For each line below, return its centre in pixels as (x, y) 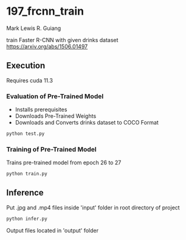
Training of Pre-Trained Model (52, 149)
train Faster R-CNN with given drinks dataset (62, 40)
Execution (26, 66)
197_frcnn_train (45, 11)
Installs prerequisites (41, 110)
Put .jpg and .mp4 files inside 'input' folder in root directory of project (93, 207)
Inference (25, 193)
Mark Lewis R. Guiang (34, 28)
